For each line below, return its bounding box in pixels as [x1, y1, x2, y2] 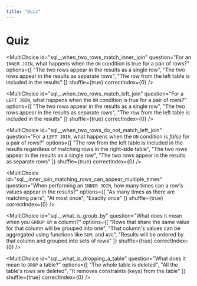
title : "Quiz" [6, 8, 41, 15]
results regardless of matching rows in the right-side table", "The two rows [6, 145, 188, 152]
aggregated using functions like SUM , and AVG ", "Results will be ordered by [6, 231, 184, 238]
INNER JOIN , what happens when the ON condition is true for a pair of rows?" [6, 60, 190, 67]
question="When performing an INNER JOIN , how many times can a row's [6, 182, 183, 189]
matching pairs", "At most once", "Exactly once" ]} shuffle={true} [6, 194, 163, 201]
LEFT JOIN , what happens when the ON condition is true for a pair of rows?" [6, 96, 187, 103]
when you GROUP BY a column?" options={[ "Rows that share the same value [6, 218, 190, 225]
